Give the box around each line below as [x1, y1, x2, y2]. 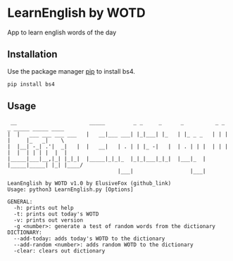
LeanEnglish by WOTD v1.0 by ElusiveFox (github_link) [7, 180, 172, 187]
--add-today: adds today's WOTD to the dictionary [13, 235, 165, 243]
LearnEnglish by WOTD [7, 5, 146, 21]
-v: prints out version [13, 217, 83, 224]
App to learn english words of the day [7, 28, 117, 36]
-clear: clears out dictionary [13, 248, 106, 255]
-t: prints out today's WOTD [13, 210, 99, 218]
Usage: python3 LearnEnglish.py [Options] [7, 186, 134, 194]
